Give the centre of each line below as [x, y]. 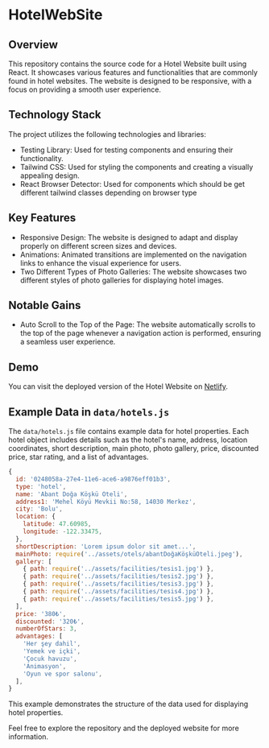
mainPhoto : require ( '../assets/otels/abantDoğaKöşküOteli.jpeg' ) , [129, 554]
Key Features [42, 218]
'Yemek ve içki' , [52, 651]
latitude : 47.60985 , [57, 524]
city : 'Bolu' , [39, 509]
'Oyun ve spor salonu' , [63, 674]
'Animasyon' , [45, 666]
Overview [33, 45]
